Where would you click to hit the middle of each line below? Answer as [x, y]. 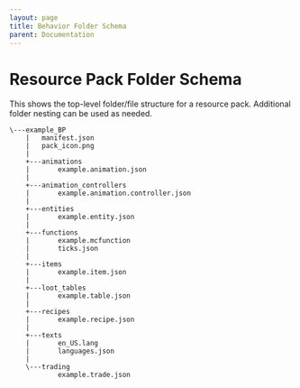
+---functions [52, 233]
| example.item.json [76, 273]
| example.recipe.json [80, 320]
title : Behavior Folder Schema [68, 26]
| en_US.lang [62, 344]
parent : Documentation [52, 34]
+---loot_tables [56, 288]
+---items [44, 264]
